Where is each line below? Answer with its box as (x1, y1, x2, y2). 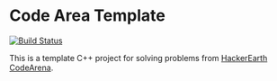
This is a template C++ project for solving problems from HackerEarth (9, 52, 268, 63)
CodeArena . (9, 62, 54, 73)
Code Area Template (9, 5, 166, 26)
